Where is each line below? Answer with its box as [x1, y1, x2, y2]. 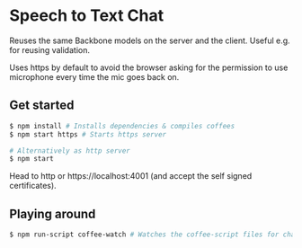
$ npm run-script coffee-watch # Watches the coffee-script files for [9, 230, 280, 239]
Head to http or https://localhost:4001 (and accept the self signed [9, 171, 253, 182]
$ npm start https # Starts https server [9, 129, 167, 139]
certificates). [9, 181, 57, 191]
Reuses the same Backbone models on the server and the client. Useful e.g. [9, 35, 290, 46]
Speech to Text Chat [9, 5, 164, 26]
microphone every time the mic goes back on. [9, 71, 180, 82]
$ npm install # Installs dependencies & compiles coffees [9, 121, 235, 130]
